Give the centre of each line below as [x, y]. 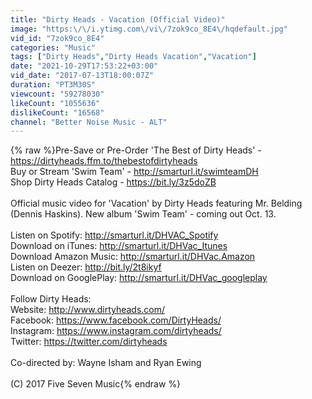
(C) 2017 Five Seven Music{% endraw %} [96, 384]
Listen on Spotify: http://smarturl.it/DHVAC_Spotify [114, 235]
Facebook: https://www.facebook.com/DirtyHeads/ [116, 320]
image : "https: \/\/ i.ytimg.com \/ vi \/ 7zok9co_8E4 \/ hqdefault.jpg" [149, 29]
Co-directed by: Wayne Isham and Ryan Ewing [106, 363]
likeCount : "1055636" [55, 103]
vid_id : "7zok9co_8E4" [57, 38]
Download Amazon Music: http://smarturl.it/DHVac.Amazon [133, 257]
